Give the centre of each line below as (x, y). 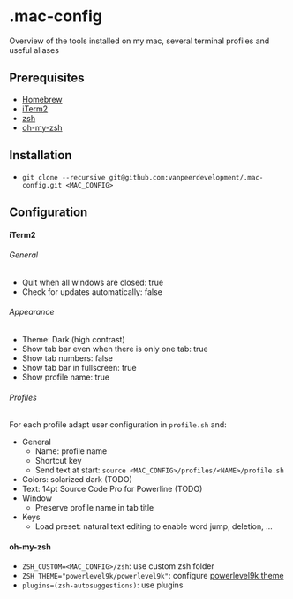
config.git (42, 185)
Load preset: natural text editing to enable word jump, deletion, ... (154, 526)
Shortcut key (58, 461)
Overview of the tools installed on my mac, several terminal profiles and (139, 41)
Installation (41, 155)
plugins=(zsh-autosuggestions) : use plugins (102, 585)
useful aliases (34, 50)
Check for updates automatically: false (92, 292)
